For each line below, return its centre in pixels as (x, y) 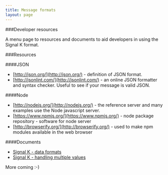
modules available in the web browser (53, 132)
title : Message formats (31, 10)
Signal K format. (22, 44)
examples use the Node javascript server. (56, 110)
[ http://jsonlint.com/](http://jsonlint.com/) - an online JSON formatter (85, 80)
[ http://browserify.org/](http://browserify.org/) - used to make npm (83, 127)
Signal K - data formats (37, 152)
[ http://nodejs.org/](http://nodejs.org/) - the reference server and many (88, 105)
